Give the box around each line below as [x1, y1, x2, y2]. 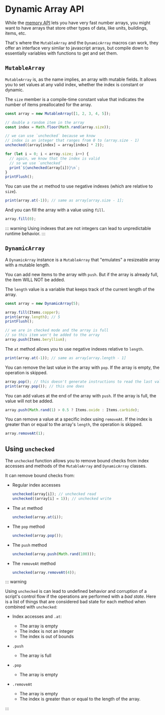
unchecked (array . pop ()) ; [12, 533, 63, 538]
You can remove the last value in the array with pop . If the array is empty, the [5, 364, 160, 370]
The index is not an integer [19, 628, 74, 634]
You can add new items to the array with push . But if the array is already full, [5, 271, 159, 277]
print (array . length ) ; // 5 [5, 314, 60, 320]
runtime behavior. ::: [5, 230, 46, 236]
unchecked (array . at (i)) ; [12, 515, 63, 520]
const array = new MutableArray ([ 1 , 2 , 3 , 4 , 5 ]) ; [5, 111, 111, 116]
